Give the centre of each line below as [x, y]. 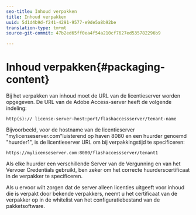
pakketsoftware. [26, 206]
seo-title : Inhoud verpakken [42, 11]
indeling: [17, 108]
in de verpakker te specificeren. [44, 176]
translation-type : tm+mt [36, 28]
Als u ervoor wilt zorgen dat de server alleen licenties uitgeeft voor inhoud [95, 188]
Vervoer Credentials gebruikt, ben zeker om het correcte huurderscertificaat [98, 170]
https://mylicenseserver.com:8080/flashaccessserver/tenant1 [82, 153]
